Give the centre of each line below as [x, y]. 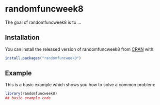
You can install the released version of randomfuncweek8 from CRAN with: [80, 49]
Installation [22, 37]
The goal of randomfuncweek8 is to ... [43, 22]
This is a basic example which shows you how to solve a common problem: [80, 85]
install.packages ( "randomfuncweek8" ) [43, 58]
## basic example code [28, 98]
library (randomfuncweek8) [31, 94]
